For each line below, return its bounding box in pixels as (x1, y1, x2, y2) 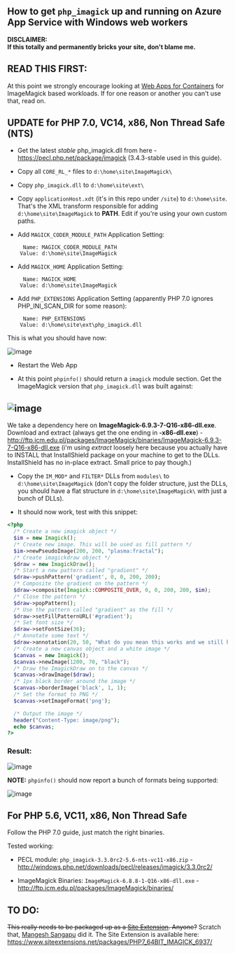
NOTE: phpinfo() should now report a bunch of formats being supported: (7, 776, 219, 784)
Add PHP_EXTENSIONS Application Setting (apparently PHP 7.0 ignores (17, 295, 213, 303)
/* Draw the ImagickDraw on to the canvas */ (13, 665, 149, 672)
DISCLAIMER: (7, 35, 48, 43)
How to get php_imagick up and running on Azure (7, 6, 222, 18)
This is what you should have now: (7, 334, 107, 342)
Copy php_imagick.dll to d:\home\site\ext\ (17, 181, 145, 189)
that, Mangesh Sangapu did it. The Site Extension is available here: (7, 931, 199, 939)
